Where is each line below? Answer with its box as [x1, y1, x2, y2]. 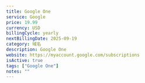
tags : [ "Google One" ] [6, 63, 59, 69]
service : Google [6, 14, 46, 20]
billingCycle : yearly [6, 30, 59, 36]
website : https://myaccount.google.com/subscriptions [6, 52, 140, 58]
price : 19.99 [6, 19, 38, 25]
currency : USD [6, 25, 41, 31]
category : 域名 [6, 41, 42, 47]
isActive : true [6, 57, 43, 63]
